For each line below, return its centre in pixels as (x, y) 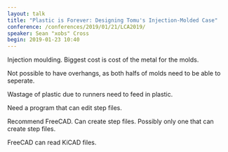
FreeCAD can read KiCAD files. (52, 143)
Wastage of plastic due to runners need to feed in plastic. (90, 95)
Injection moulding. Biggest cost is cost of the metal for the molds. (103, 60)
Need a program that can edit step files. (65, 108)
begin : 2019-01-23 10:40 (43, 40)
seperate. (21, 81)
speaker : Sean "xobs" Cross (48, 33)
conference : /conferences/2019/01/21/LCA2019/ (76, 27)
